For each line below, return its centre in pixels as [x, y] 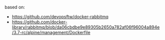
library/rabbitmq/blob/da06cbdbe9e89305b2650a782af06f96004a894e [86, 27]
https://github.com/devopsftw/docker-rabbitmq [60, 17]
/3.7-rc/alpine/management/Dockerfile [51, 32]
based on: [15, 7]
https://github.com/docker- [40, 22]
